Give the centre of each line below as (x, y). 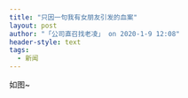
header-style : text (45, 42)
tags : (19, 50)
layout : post (33, 26)
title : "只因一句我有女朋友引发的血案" (73, 17)
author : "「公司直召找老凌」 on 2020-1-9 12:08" (94, 34)
